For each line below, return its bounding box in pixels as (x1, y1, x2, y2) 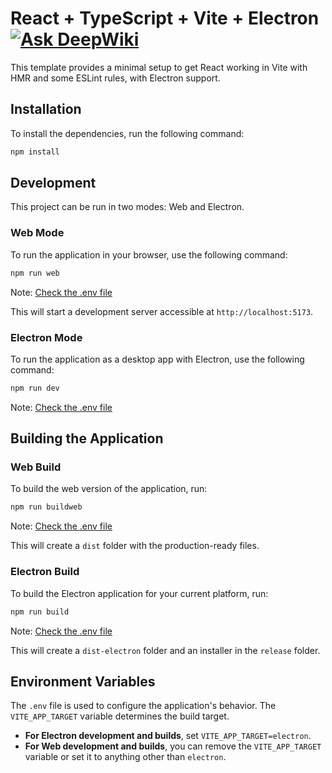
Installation (10, 101, 82, 118)
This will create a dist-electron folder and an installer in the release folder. (10, 644, 321, 656)
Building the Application (10, 430, 164, 447)
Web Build (10, 460, 62, 474)
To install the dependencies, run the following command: (10, 127, 245, 139)
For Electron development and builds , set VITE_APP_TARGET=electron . (24, 730, 312, 742)
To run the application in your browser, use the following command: (10, 248, 288, 261)
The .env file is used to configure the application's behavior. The (10, 700, 277, 712)
